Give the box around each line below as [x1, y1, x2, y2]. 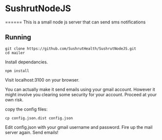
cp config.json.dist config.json [5, 116, 73, 120]
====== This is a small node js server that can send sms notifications [5, 19, 146, 25]
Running [5, 33, 32, 41]
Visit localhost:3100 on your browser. [5, 77, 80, 83]
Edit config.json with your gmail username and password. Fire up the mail [5, 124, 153, 130]
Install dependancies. [5, 59, 48, 65]
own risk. [5, 97, 23, 102]
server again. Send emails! [5, 129, 59, 135]
